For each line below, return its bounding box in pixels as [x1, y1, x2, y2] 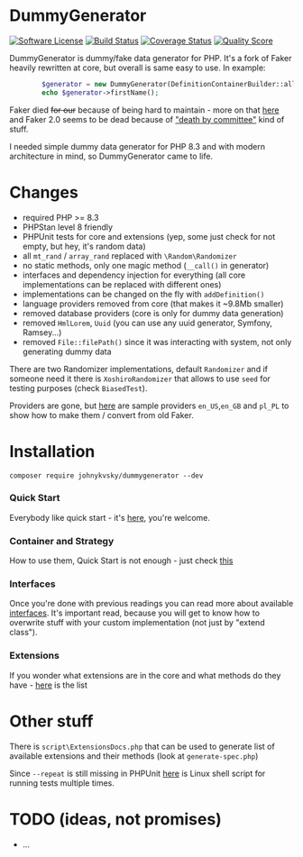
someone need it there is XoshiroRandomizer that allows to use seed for [9, 373, 271, 384]
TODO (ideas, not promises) [9, 808, 223, 829]
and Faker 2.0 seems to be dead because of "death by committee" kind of [9, 114, 285, 124]
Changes [9, 182, 78, 203]
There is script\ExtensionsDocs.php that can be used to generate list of [9, 741, 275, 752]
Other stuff [9, 711, 94, 731]
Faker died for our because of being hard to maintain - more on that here [9, 105, 280, 115]
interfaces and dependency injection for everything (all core [22, 269, 246, 280]
